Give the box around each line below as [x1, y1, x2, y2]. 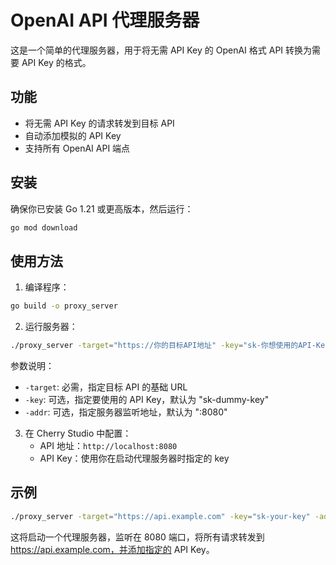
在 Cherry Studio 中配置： [24, 427, 132, 439]
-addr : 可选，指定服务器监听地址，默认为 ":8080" [24, 406, 228, 418]
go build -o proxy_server [10, 301, 118, 311]
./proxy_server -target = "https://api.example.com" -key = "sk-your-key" [10, 511, 311, 521]
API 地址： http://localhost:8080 [39, 440, 178, 451]
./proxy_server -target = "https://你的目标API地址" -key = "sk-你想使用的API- [10, 341, 317, 351]
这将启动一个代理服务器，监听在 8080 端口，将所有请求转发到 [10, 531, 265, 543]
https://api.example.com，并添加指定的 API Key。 [10, 543, 215, 555]
